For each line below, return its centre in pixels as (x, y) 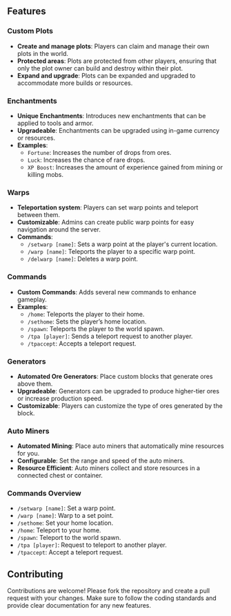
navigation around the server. (59, 230)
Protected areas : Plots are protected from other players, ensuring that (117, 61)
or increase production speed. (60, 398)
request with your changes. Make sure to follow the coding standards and (112, 598)
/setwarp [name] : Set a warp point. (66, 508)
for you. (28, 454)
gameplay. (32, 299)
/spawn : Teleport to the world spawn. (69, 538)
